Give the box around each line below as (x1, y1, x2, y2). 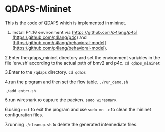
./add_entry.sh (5, 88, 36, 93)
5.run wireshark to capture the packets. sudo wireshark (5, 97, 117, 103)
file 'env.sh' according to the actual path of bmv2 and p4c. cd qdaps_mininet (5, 60, 160, 66)
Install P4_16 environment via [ (12, 29, 74, 35)
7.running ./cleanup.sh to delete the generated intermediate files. (5, 121, 137, 127)
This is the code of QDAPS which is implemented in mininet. (5, 20, 126, 26)
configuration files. (5, 112, 43, 118)
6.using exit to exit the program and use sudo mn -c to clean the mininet (5, 106, 151, 112)
